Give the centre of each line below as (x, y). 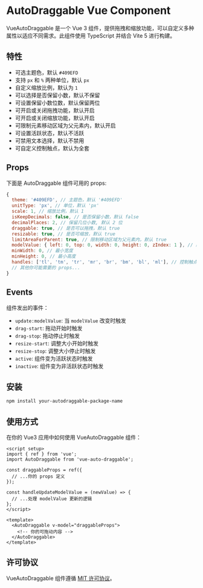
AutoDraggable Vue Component (89, 11)
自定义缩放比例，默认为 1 (46, 87)
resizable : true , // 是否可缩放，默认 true (64, 234)
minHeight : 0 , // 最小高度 (44, 256)
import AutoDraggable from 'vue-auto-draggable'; (70, 459)
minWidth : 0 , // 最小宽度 (43, 251)
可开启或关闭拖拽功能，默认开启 (55, 110)
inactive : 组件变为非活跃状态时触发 (59, 366)
